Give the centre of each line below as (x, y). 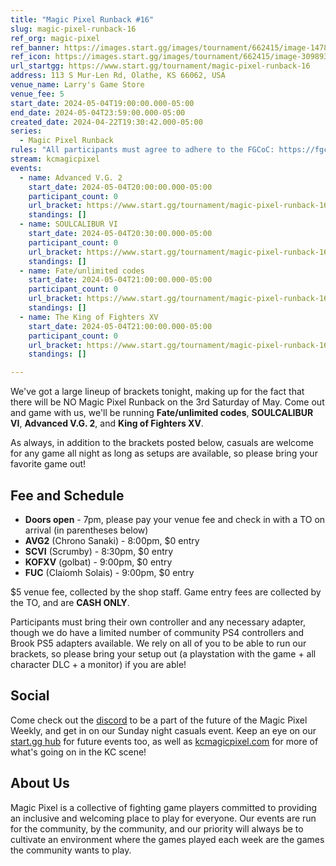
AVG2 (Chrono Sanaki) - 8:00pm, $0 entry (112, 540)
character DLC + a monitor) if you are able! (98, 664)
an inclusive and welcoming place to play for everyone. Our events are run (163, 818)
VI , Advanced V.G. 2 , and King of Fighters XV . (107, 423)
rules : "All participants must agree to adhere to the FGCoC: (142, 150)
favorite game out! (48, 464)
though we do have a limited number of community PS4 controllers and (157, 632)
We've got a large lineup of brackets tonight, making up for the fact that (157, 392)
